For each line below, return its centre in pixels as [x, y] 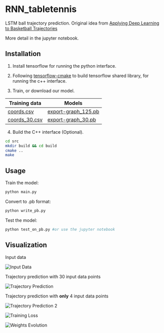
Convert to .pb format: [28, 201]
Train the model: [22, 183]
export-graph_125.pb [73, 111]
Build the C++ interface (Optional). [48, 132]
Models [73, 103]
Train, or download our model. [43, 91]
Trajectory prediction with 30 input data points [53, 276]
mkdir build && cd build [31, 146]
